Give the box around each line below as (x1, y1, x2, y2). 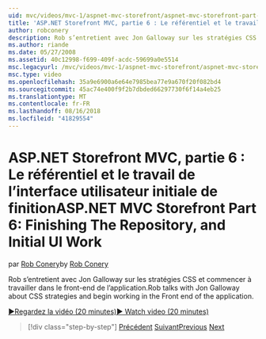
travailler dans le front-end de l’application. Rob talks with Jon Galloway (8, 283, 240, 292)
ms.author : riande (8, 41, 69, 49)
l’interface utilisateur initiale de (8, 183, 218, 200)
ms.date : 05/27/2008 (8, 48, 77, 56)
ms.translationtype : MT (8, 93, 87, 101)
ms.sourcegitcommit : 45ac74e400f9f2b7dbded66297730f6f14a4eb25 (8, 85, 222, 93)
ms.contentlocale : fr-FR (8, 100, 90, 108)
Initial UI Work (8, 233, 103, 251)
